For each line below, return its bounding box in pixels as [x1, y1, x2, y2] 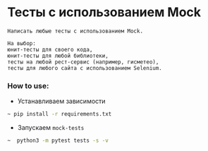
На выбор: [7, 40, 37, 47]
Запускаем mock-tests [17, 123, 85, 132]
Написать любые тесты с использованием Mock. [7, 28, 143, 35]
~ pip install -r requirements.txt [7, 111, 112, 118]
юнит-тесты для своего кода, [7, 46, 93, 53]
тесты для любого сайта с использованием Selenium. [7, 64, 162, 71]
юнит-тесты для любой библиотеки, [7, 52, 109, 59]
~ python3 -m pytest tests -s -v [7, 137, 109, 145]
